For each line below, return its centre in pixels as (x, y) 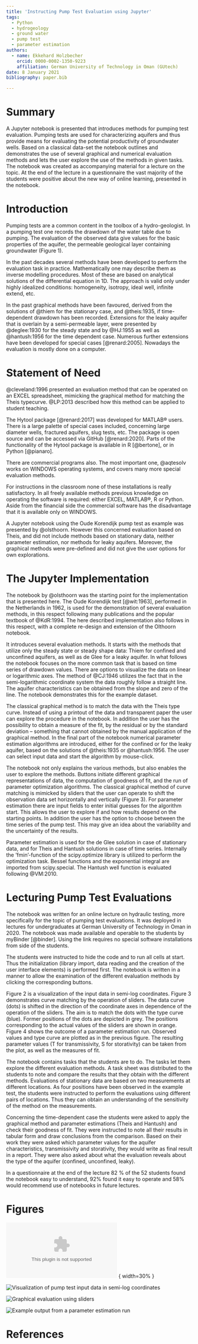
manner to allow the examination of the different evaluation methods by (93, 976)
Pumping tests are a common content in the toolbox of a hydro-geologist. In (98, 225)
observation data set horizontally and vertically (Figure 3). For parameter (95, 799)
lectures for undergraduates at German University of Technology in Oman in (99, 927)
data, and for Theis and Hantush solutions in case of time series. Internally (97, 848)
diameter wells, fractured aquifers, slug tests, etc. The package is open (93, 432)
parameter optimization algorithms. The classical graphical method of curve (98, 787)
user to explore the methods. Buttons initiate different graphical (83, 774)
